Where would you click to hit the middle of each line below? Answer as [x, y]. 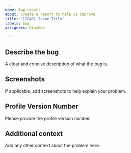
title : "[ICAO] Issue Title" [35, 19]
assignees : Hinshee [25, 28]
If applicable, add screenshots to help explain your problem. [66, 91]
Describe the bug [32, 52]
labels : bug [17, 23]
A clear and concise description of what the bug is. [57, 64]
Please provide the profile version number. [48, 118]
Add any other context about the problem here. [53, 146]
